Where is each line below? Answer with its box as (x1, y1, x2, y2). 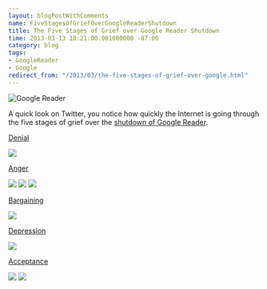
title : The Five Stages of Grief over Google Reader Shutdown (8, 26, 220, 34)
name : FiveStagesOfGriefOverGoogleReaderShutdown (8, 19, 177, 27)
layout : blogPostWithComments (8, 11, 110, 20)
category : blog (8, 42, 59, 50)
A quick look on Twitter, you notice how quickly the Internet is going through (8, 109, 260, 118)
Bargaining (8, 195, 44, 205)
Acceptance (8, 256, 49, 266)
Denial (8, 133, 30, 142)
